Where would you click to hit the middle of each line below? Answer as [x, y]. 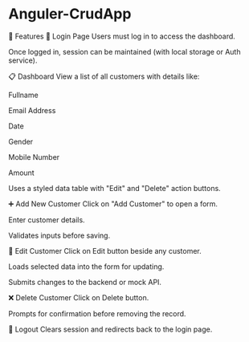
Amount [21, 173]
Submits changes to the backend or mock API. [85, 282]
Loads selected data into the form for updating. [86, 267]
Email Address [32, 110]
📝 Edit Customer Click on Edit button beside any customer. [105, 250]
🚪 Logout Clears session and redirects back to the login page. [110, 329]
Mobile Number [34, 157]
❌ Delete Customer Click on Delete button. [79, 297]
